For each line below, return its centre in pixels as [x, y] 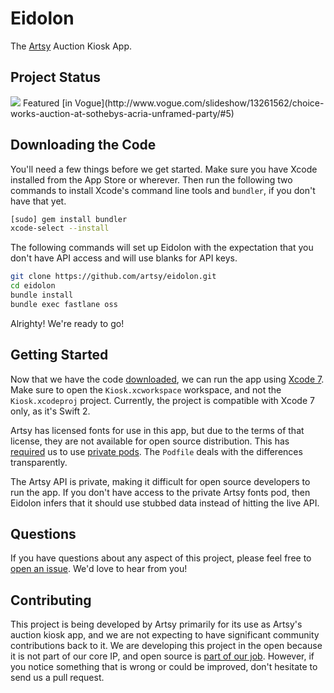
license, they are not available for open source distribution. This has [150, 441]
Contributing [51, 600]
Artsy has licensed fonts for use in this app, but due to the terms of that [157, 430]
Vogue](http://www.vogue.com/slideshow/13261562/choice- [199, 103]
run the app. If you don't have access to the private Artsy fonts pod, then [160, 492]
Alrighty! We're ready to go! [67, 323]
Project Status [56, 77]
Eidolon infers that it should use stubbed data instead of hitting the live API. [165, 503]
